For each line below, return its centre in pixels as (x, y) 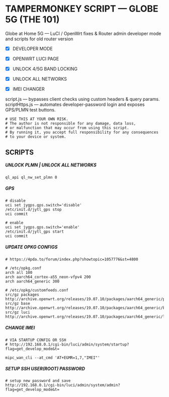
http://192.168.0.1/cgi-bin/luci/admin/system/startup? (69, 344)
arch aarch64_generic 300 (32, 281)
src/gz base (18, 303)
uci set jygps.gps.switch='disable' (44, 205)
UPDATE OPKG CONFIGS (31, 247)
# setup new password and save (38, 381)
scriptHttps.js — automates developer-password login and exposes (75, 104)
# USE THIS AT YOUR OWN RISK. (37, 119)
